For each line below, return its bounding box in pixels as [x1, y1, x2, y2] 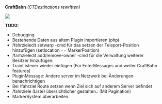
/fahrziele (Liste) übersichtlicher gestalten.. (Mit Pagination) [12, 89, 131, 94]
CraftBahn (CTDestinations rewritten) [5, 4, 81, 10]
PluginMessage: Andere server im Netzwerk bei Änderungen [12, 73, 134, 79]
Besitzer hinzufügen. [12, 58, 54, 63]
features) [12, 68, 31, 74]
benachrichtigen [12, 78, 45, 84]
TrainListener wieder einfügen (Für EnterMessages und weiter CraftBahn [12, 63, 158, 68]
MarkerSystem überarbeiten [12, 94, 69, 99]
